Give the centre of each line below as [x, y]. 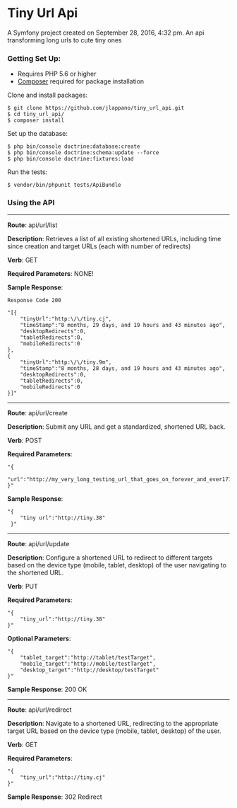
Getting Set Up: [34, 58]
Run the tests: [28, 172]
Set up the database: [38, 134]
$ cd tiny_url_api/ [36, 115]
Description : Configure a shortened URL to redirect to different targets [110, 558]
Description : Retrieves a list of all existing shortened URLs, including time [114, 238]
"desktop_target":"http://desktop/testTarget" [90, 670]
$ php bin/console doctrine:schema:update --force [83, 153]
